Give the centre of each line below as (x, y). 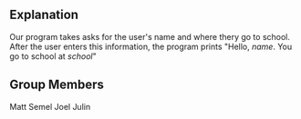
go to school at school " (53, 56)
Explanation (44, 15)
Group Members (57, 85)
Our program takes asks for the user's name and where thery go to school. (150, 36)
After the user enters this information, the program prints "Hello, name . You (151, 46)
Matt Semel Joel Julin (50, 106)
